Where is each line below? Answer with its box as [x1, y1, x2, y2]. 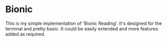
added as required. [5, 31, 46, 37]
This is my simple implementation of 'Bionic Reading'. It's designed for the [5, 20, 162, 26]
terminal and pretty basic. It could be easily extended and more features [5, 25, 158, 31]
